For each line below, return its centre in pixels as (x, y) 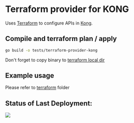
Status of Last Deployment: (49, 103)
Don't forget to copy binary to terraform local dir (55, 60)
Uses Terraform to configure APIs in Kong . (49, 23)
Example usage (30, 76)
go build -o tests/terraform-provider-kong (51, 50)
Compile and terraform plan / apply (61, 39)
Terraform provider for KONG (67, 9)
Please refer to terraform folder (37, 87)
